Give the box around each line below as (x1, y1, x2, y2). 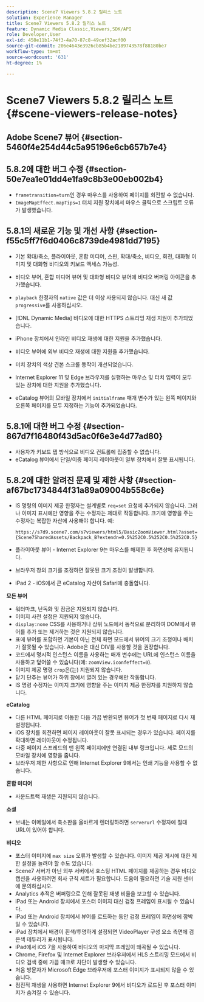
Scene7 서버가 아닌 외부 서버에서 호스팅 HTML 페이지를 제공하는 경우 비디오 (15, 868, 197, 875)
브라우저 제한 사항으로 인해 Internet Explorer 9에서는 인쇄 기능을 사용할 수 (15, 759, 191, 767)
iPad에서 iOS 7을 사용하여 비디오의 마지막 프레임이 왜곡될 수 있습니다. (15, 944, 180, 951)
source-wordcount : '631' (6, 54, 69, 60)
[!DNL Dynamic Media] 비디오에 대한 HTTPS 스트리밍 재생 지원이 (15, 314, 172, 321)
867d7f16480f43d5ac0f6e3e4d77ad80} (6, 431, 163, 442)
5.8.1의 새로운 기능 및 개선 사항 (6, 226, 114, 236)
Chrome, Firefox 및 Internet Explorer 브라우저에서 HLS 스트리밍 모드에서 (15, 951, 190, 958)
